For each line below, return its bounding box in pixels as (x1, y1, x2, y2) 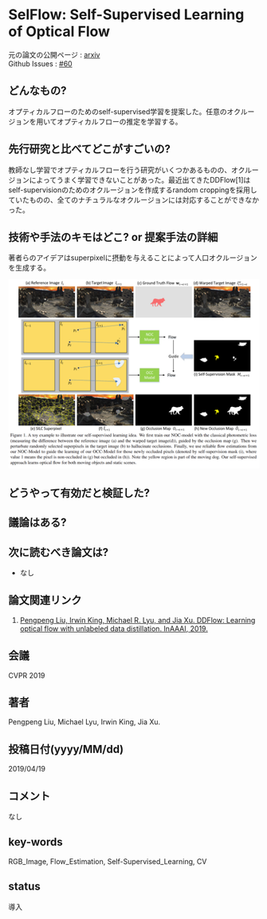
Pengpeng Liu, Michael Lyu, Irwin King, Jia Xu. (8, 717, 161, 727)
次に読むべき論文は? (8, 545, 109, 559)
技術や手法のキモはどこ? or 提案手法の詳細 (8, 230, 218, 244)
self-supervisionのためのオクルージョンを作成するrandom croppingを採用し (8, 185, 257, 195)
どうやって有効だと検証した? (8, 486, 150, 499)
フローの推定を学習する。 (98, 116, 183, 126)
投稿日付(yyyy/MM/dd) (8, 742, 124, 755)
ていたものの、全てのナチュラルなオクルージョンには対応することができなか (8, 195, 260, 204)
